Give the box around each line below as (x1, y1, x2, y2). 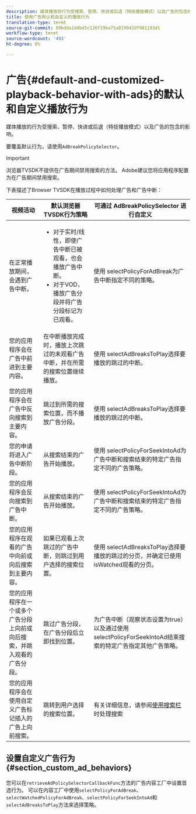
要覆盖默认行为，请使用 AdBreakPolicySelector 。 (6, 143, 123, 150)
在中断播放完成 (43, 332, 85, 340)
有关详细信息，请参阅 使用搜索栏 (93, 700, 182, 709)
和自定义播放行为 (6, 103, 89, 116)
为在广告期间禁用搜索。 (6, 174, 62, 181)
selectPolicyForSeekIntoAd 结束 (93, 633, 179, 641)
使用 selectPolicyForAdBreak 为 (93, 267, 178, 275)
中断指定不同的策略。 (99, 276, 159, 284)
